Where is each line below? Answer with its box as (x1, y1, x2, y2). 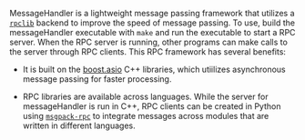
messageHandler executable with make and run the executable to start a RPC (9, 27, 296, 37)
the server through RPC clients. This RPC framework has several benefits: (9, 46, 287, 57)
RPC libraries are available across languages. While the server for (22, 91, 269, 102)
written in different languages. (22, 120, 136, 131)
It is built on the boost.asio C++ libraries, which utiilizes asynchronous (22, 64, 286, 75)
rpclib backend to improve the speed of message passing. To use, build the (9, 17, 296, 28)
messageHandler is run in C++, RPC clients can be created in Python (22, 101, 281, 112)
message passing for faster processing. (22, 74, 172, 85)
